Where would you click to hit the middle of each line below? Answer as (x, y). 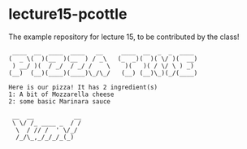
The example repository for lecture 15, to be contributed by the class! (124, 37)
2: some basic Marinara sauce (60, 101)
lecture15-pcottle (68, 14)
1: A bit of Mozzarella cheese (61, 94)
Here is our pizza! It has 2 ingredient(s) (83, 87)
